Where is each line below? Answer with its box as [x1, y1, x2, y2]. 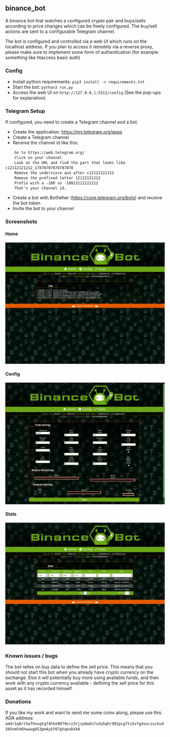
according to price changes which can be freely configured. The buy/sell [5, 23, 157, 29]
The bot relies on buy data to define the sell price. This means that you [5, 664, 153, 670]
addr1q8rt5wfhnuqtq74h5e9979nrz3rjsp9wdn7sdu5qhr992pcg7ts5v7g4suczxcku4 [5, 721, 164, 726]
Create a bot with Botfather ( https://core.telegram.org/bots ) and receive [12, 195, 163, 201]
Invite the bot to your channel [12, 205, 74, 211]
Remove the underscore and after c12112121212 [14, 170, 114, 176]
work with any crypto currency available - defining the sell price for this [5, 680, 154, 686]
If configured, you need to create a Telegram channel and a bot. [5, 119, 139, 125]
